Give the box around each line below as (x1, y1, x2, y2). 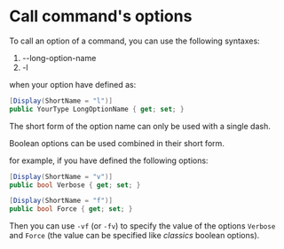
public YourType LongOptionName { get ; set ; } (9, 105, 185, 113)
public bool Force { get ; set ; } (9, 205, 133, 214)
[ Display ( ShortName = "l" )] (9, 96, 114, 105)
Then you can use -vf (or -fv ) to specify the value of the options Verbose (9, 221, 276, 231)
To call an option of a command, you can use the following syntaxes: (9, 35, 260, 46)
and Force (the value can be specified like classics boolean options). (9, 230, 260, 241)
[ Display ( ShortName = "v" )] (9, 172, 114, 181)
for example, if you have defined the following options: (9, 155, 209, 166)
